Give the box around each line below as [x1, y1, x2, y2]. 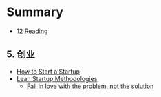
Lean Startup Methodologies [16, 74, 98, 83]
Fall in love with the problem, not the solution [26, 82, 154, 90]
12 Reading [16, 27, 48, 35]
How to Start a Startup [16, 67, 80, 76]
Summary [6, 4, 63, 20]
